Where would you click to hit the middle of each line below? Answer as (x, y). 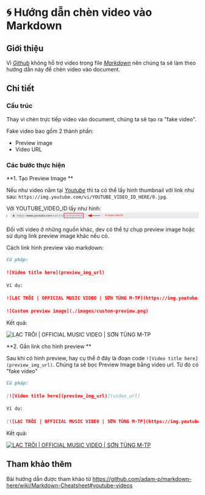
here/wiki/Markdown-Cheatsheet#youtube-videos (70, 485)
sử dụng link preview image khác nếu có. (58, 236)
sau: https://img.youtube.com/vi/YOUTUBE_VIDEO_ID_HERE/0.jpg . (87, 196)
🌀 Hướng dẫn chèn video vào (79, 12)
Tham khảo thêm (39, 464)
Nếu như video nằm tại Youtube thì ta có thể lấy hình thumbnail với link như (100, 190)
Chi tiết (20, 89)
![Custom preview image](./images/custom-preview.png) (77, 311)
